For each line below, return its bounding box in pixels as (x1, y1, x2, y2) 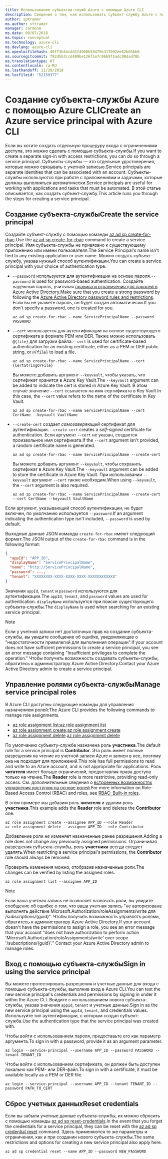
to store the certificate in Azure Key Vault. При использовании (12, 471, 142, 477)
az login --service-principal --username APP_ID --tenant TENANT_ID (5, 1081, 151, 1086)
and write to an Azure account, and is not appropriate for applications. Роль (5, 763, 161, 769)
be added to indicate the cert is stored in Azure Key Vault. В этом (12, 382, 147, 388)
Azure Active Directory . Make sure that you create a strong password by (12, 289, 160, 295)
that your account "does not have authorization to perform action (5, 929, 139, 935)
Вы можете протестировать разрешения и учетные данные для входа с (5, 981, 159, 987)
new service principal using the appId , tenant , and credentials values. (5, 1007, 148, 1013)
